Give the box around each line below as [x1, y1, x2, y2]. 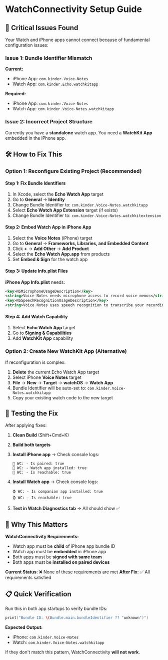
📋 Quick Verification [5, 590, 71, 598]
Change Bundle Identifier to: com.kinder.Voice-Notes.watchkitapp [12, 202, 148, 208]
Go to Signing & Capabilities [12, 330, 72, 336]
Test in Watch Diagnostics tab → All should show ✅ [12, 505, 120, 512]
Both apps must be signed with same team [12, 554, 102, 560]
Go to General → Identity [12, 196, 65, 202]
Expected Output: [5, 624, 43, 630]
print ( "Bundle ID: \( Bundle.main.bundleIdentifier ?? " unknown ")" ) [5, 615, 149, 620]
